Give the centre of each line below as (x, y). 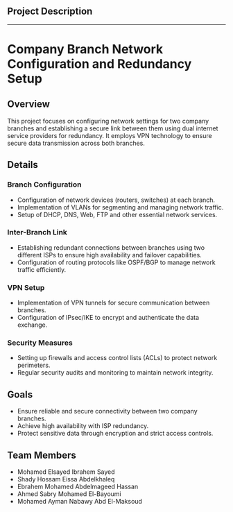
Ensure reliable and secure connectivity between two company (107, 411)
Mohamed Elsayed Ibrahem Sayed (66, 472)
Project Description (50, 11)
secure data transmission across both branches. (76, 143)
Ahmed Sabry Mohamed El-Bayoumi (69, 494)
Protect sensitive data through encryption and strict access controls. (115, 434)
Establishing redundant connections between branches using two (111, 247)
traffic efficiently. (42, 269)
